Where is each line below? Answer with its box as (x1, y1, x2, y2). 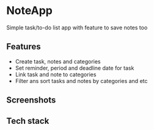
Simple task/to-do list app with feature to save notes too (6, 24, 148, 31)
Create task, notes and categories (15, 57, 101, 65)
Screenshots (6, 95, 56, 106)
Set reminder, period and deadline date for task (15, 64, 134, 71)
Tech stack (6, 115, 50, 126)
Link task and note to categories (15, 71, 97, 78)
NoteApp (6, 4, 53, 18)
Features (6, 42, 41, 52)
